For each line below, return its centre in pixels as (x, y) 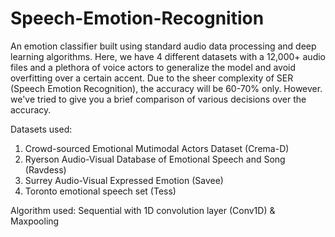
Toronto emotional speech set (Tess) (100, 191)
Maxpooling (35, 221)
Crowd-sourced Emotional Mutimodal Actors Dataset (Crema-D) (157, 148)
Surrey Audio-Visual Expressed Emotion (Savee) (124, 180)
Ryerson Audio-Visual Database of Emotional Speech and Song (155, 159)
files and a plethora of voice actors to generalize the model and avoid (153, 67)
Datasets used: (41, 129)
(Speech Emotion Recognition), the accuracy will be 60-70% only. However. (166, 88)
